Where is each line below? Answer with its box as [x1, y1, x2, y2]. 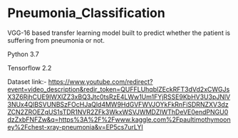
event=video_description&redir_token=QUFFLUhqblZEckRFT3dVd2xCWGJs [7, 85, 230, 93]
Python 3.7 [7, 50, 39, 58]
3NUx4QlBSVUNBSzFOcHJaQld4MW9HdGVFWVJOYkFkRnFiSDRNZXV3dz [7, 100, 229, 108]
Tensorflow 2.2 [7, 63, 52, 72]
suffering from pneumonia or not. [7, 36, 105, 44]
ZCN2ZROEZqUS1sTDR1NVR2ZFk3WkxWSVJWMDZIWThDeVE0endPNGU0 [7, 107, 229, 116]
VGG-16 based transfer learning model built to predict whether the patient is [7, 28, 230, 37]
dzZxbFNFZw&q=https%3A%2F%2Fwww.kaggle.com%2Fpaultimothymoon [7, 115, 231, 124]
